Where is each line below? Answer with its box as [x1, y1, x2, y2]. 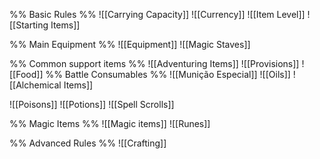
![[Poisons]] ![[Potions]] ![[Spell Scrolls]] [9, 99, 175, 110]
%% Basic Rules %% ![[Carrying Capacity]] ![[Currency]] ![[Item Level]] [9, 9, 306, 20]
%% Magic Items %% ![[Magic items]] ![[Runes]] [9, 118, 211, 129]
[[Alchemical [9, 79, 62, 91]
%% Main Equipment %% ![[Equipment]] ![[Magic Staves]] [9, 39, 251, 50]
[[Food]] [9, 69, 44, 80]
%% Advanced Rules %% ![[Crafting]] [9, 137, 167, 149]
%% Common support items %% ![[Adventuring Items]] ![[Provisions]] [9, 58, 300, 69]
